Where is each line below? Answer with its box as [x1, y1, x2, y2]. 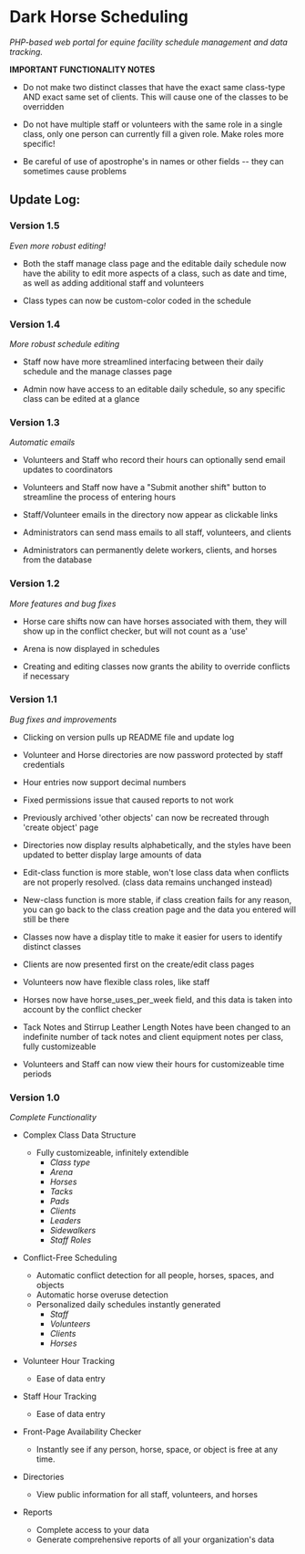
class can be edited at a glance [22, 393, 140, 404]
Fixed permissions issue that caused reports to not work [22, 794, 234, 805]
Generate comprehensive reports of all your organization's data [36, 1534, 275, 1545]
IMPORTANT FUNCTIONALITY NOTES [9, 64, 156, 75]
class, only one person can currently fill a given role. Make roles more [22, 128, 284, 139]
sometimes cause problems [22, 165, 127, 176]
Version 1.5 [9, 219, 60, 232]
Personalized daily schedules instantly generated [36, 1299, 221, 1310]
